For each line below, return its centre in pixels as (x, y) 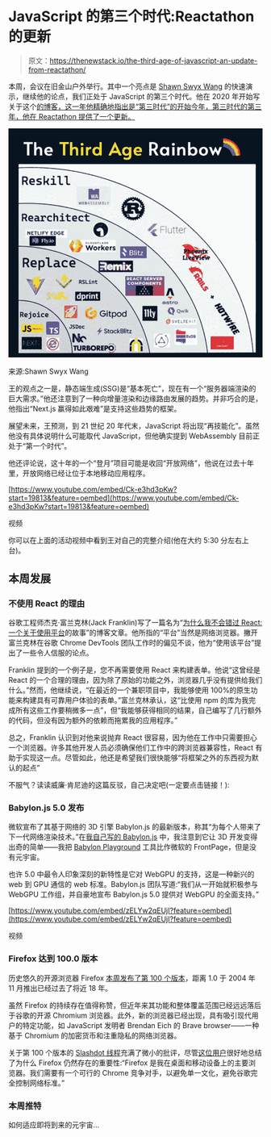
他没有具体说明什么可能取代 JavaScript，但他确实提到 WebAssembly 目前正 (134, 436)
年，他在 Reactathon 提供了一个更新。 (72, 116)
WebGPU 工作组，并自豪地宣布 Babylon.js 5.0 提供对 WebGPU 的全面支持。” (134, 895)
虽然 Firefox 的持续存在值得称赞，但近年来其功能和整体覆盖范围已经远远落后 (135, 1005)
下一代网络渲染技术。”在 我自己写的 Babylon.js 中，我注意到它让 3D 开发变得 (133, 837)
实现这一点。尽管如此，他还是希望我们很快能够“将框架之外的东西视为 (137, 758)
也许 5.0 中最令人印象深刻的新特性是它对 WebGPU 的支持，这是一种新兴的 (131, 874)
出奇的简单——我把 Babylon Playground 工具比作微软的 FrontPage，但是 (129, 847)
